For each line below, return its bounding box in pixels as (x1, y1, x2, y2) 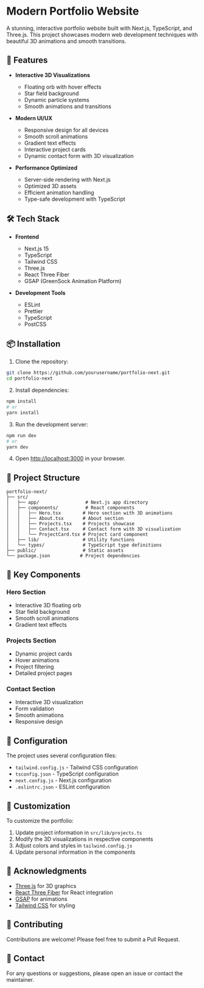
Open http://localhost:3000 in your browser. (15, 455, 126, 462)
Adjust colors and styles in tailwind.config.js (15, 842, 133, 849)
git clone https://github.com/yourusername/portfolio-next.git (6, 370, 171, 376)
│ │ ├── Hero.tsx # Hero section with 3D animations (6, 510, 173, 516)
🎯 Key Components (6, 569, 81, 580)
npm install (6, 398, 37, 405)
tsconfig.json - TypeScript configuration (15, 770, 119, 777)
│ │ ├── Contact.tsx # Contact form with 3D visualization (6, 526, 181, 532)
